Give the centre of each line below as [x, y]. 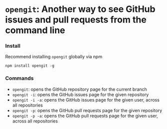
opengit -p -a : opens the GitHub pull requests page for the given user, [85, 116]
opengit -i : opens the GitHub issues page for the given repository [81, 94]
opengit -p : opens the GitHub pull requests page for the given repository [87, 110]
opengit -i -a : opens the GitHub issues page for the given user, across [86, 100]
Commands [19, 78]
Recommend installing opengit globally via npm [54, 57]
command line [35, 30]
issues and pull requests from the [76, 20]
